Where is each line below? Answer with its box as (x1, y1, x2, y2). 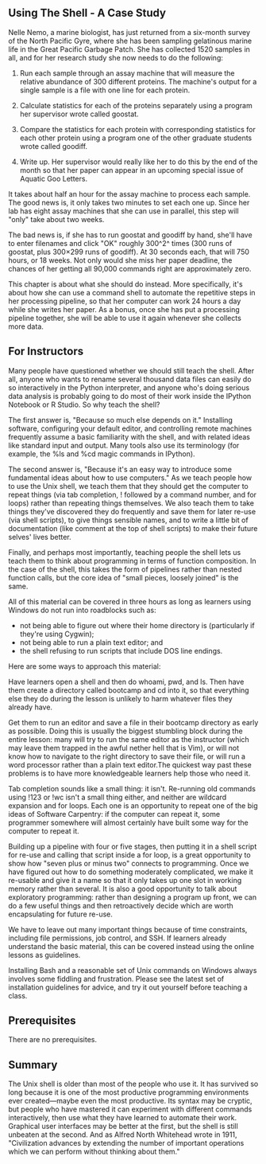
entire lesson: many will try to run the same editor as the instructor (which (8, 734, 250, 744)
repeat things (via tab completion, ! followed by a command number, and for (8, 490, 256, 499)
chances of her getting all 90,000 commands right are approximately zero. (8, 264, 252, 273)
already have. (8, 702, 53, 712)
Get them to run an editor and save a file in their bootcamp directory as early (8, 717, 259, 727)
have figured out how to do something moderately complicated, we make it (8, 867, 254, 877)
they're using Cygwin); (19, 629, 94, 639)
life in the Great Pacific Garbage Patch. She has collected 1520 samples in (8, 44, 250, 54)
